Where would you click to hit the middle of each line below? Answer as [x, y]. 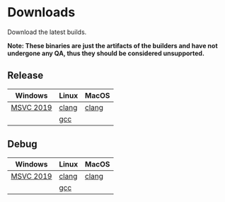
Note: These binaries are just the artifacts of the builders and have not [112, 45]
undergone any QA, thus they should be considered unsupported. [106, 53]
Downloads [41, 12]
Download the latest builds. [47, 32]
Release [25, 75]
